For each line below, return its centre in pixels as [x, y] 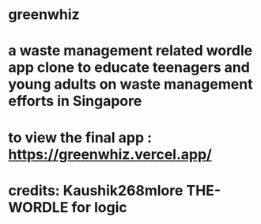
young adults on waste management [130, 84]
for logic [100, 207]
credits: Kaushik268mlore [96, 190]
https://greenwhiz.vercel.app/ [110, 154]
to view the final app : [80, 137]
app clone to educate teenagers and [129, 68]
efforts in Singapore [75, 101]
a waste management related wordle [130, 51]
